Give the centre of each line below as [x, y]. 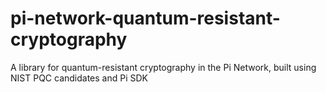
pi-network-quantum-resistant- [145, 18]
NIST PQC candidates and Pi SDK [79, 78]
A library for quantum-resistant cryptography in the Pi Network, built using [163, 67]
